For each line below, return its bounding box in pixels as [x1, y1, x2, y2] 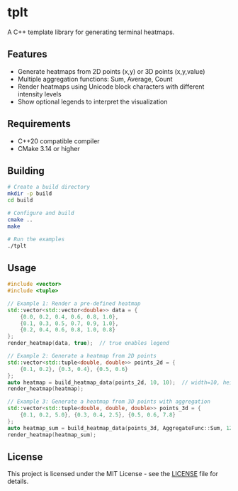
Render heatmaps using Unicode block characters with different [17, 82, 205, 91]
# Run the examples [7, 236, 65, 243]
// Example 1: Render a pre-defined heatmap [7, 299, 141, 307]
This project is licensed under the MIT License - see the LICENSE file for [7, 470, 218, 478]
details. [7, 477, 29, 486]
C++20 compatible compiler [17, 136, 101, 145]
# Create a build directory [7, 184, 91, 191]
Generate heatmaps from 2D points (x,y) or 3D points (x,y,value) [17, 67, 205, 75]
